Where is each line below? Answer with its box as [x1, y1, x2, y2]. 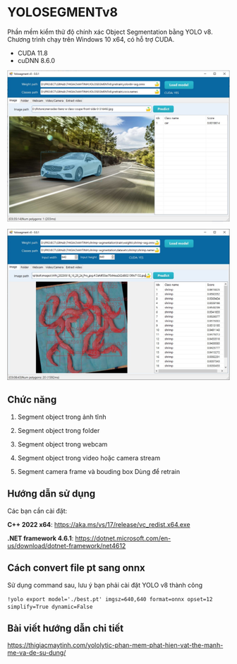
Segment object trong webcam [17, 439, 108, 449]
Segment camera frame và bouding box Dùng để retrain [17, 467, 181, 475]
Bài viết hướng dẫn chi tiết [7, 622, 124, 634]
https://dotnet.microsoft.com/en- [75, 534, 171, 543]
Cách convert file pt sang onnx [7, 562, 146, 574]
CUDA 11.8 [17, 49, 48, 57]
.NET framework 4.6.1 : [7, 534, 74, 543]
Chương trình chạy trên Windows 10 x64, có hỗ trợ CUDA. [7, 35, 175, 43]
